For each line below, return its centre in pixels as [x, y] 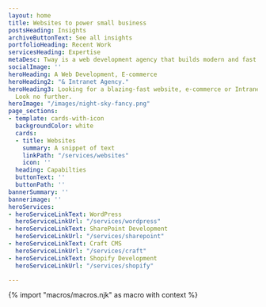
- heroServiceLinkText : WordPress [65, 214]
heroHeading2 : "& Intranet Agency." [68, 81]
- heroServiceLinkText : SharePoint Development [88, 229]
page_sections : [33, 112]
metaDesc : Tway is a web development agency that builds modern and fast [133, 60]
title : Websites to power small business [78, 23]
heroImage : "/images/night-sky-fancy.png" [79, 104]
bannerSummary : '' [38, 192]
